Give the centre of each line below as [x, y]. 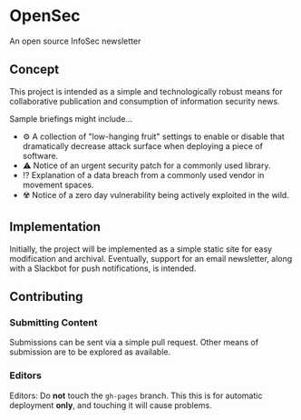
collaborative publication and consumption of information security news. [145, 101]
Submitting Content [53, 322]
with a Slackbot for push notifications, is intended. [103, 268]
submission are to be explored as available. [90, 352]
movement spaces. [58, 185]
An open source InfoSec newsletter [75, 41]
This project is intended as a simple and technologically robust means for [146, 91]
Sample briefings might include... [71, 118]
